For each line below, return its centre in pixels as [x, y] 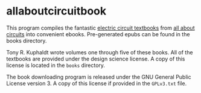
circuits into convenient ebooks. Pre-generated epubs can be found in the [98, 34]
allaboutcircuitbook [56, 11]
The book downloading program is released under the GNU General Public [99, 77]
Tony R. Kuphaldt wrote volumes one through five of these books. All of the [100, 52]
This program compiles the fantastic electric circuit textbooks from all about [101, 28]
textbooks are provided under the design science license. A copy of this [96, 59]
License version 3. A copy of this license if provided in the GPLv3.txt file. [97, 83]
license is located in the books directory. [56, 65]
